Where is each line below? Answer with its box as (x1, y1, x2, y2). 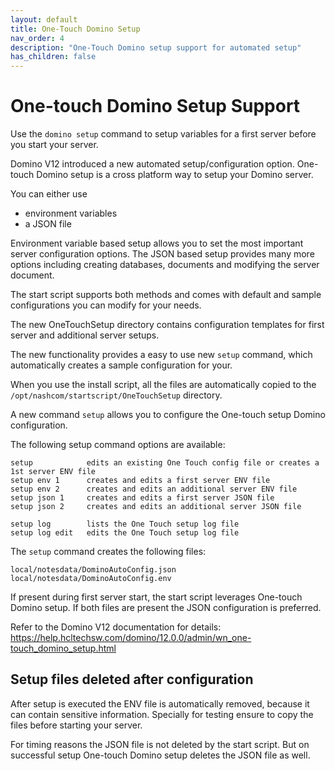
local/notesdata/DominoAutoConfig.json (10, 565, 177, 575)
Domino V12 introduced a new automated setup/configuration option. (10, 158, 295, 170)
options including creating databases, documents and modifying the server (10, 259, 320, 271)
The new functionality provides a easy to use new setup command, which (10, 349, 313, 361)
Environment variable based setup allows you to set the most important (10, 237, 304, 250)
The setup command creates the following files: (10, 546, 207, 558)
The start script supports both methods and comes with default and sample (10, 289, 322, 301)
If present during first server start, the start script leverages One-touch (10, 591, 303, 603)
